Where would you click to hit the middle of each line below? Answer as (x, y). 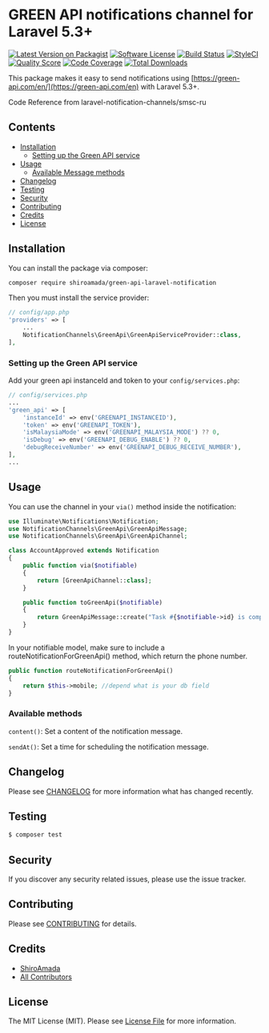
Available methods (45, 714)
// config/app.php (39, 313)
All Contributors (46, 977)
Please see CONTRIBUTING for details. (73, 923)
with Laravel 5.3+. (170, 87)
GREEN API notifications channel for (131, 15)
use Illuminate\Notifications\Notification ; (84, 521)
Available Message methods (78, 172)
